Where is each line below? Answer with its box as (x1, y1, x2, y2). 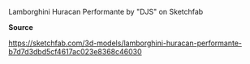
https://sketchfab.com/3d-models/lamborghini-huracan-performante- (8, 38, 242, 48)
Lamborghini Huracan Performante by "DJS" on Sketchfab (8, 7, 204, 16)
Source (8, 23, 34, 32)
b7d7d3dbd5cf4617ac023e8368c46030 (8, 47, 142, 56)
